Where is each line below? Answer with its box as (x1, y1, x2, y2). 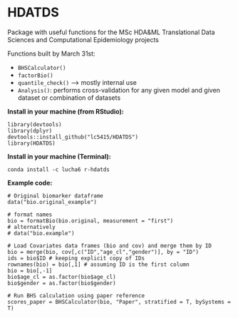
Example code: (7, 178, 53, 187)
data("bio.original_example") (7, 198, 98, 205)
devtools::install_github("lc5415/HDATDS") (7, 133, 139, 140)
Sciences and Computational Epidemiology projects (7, 35, 159, 43)
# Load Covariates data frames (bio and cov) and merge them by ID (7, 242, 212, 250)
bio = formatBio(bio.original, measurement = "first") (7, 217, 174, 225)
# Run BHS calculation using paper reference (7, 292, 145, 299)
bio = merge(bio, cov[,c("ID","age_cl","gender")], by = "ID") (7, 248, 200, 255)
